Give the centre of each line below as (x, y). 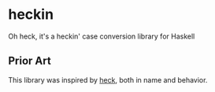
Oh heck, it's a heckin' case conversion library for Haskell (102, 36)
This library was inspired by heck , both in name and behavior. (108, 79)
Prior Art (30, 61)
